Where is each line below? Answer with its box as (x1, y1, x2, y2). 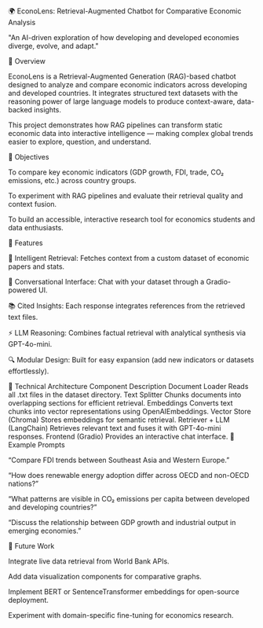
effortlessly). (8, 366, 49, 376)
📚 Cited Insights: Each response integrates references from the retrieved (8, 301, 246, 310)
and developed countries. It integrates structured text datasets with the (8, 89, 238, 97)
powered (8, 285, 37, 295)
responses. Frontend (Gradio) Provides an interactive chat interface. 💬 (8, 432, 235, 441)
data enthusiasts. (8, 223, 64, 232)
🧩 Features (8, 238, 43, 248)
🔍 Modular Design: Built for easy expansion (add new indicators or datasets (8, 355, 254, 364)
